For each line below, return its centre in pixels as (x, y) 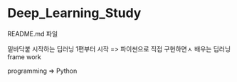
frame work (24, 57)
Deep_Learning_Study (74, 13)
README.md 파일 (33, 34)
